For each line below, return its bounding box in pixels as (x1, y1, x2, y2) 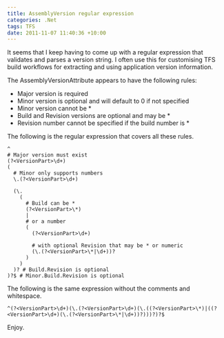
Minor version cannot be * (17, 104, 92, 112)
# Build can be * (25, 200, 76, 207)
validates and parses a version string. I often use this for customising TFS (7, 56, 216, 64)
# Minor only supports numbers (13, 170, 103, 177)
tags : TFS (7, 23, 36, 30)
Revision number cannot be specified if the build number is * (17, 119, 190, 128)
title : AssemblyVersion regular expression (7, 10, 134, 17)
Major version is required (17, 90, 88, 98)
